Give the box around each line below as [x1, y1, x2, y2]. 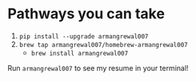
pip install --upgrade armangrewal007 [18, 33, 149, 40]
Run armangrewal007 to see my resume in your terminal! [7, 63, 189, 72]
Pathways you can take [7, 5, 166, 23]
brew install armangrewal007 [30, 49, 129, 57]
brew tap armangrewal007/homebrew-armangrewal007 [18, 40, 189, 48]
